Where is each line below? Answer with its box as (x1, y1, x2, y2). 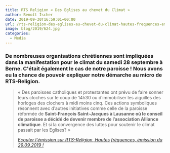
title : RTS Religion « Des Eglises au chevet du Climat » (5, 7, 130, 13)
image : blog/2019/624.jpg (5, 26, 60, 31)
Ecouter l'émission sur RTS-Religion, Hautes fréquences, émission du (17, 137, 163, 143)
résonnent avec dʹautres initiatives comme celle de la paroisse (17, 105, 148, 111)
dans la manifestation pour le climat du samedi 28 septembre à (5, 59, 163, 66)
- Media (10, 36, 26, 41)
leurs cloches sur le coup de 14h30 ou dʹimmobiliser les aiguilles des (17, 95, 161, 101)
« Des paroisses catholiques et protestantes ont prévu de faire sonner (17, 89, 163, 95)
